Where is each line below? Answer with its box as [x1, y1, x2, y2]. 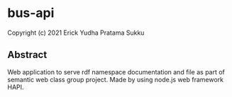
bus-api [7, 5, 55, 21]
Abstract [7, 49, 48, 61]
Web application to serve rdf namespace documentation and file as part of [7, 67, 226, 76]
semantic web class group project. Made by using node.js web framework [7, 75, 224, 84]
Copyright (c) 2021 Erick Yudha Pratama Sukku [7, 28, 145, 37]
